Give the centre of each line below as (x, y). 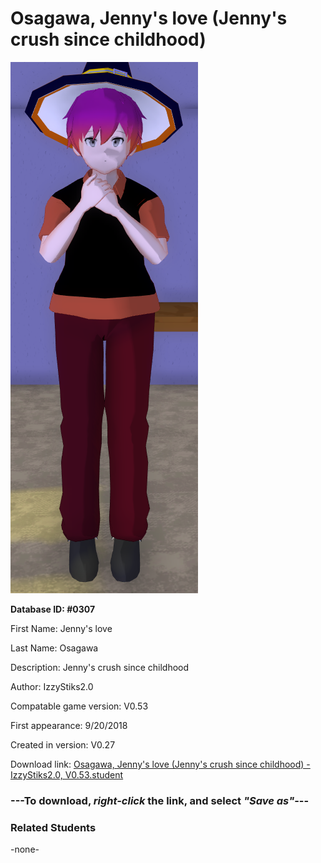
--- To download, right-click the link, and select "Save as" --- (160, 800)
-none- (25, 849)
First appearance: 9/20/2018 (69, 725)
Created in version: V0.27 (63, 744)
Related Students (53, 827)
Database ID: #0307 (53, 609)
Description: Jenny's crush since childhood (100, 667)
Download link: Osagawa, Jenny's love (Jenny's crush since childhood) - (160, 764)
